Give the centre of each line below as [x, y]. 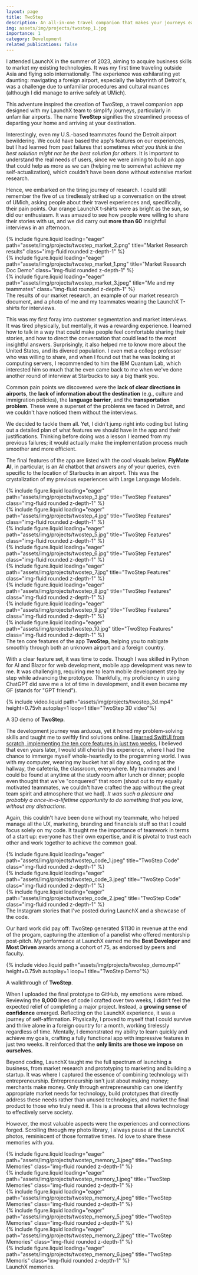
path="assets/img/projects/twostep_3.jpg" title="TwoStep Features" [89, 497]
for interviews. [38, 308]
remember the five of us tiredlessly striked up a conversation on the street [96, 196]
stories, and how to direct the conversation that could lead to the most [91, 338]
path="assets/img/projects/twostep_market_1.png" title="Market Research [96, 264]
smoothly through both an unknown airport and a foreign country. [86, 647]
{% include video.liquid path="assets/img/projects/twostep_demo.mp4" [93, 965]
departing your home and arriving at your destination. [71, 123]
